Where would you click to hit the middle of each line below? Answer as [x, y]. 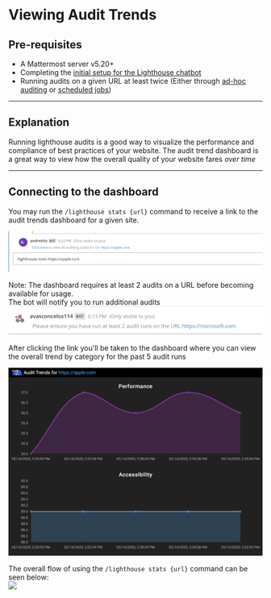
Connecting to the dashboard [83, 192]
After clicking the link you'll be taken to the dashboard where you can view [132, 348]
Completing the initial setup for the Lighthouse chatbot [110, 73]
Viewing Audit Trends [83, 15]
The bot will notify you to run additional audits [84, 302]
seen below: [29, 577]
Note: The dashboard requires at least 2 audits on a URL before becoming [131, 284]
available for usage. [41, 293]
